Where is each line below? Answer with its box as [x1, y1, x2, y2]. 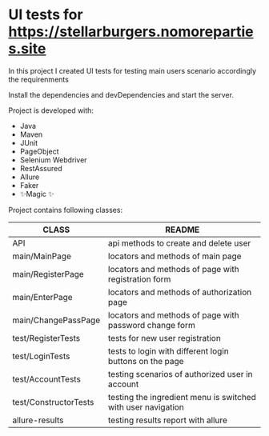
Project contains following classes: [8, 205, 122, 214]
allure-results [12, 414, 64, 426]
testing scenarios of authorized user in [107, 368, 254, 379]
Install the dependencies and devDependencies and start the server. [8, 90, 235, 99]
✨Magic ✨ [19, 189, 54, 198]
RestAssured [19, 163, 62, 173]
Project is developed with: [8, 106, 94, 115]
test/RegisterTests [12, 332, 81, 343]
